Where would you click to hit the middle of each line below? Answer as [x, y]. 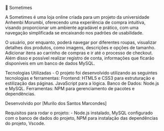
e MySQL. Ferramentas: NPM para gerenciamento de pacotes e [70, 88]
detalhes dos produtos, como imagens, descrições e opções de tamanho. [80, 48]
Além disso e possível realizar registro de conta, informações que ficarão [80, 58]
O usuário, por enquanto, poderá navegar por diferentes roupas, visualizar [81, 42]
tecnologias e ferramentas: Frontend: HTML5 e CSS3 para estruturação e [80, 78]
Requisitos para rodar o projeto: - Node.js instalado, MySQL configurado [79, 113]
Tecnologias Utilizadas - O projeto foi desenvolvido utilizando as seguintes [81, 73]
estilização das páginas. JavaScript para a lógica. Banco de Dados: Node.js [82, 83]
